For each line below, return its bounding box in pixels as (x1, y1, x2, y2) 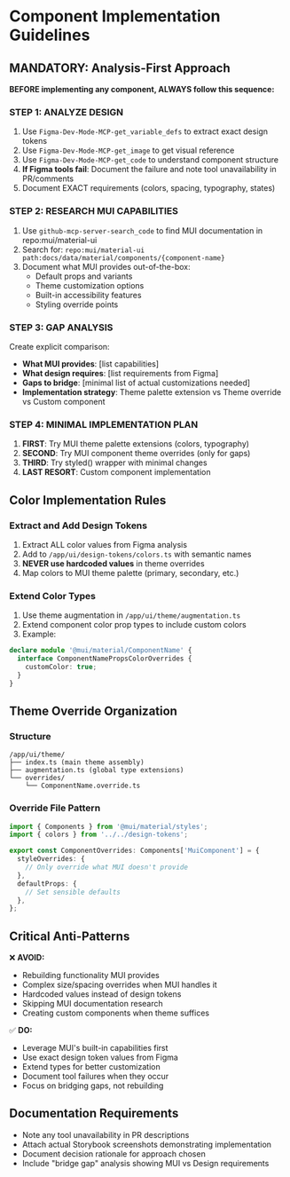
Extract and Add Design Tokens (9, 519, 148, 532)
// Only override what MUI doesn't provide (25, 863, 189, 872)
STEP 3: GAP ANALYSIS (9, 321, 114, 334)
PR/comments (21, 173, 74, 184)
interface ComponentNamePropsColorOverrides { (17, 654, 192, 663)
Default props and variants (35, 271, 133, 281)
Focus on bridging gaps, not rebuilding (21, 1080, 164, 1091)
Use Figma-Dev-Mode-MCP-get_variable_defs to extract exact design (21, 126, 269, 137)
